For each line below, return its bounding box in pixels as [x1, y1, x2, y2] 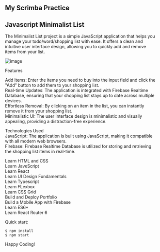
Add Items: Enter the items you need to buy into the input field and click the [5, 77, 156, 83]
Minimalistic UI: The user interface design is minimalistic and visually [5, 113, 142, 119]
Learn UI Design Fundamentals [5, 174, 67, 180]
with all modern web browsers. [5, 138, 67, 144]
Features [5, 68, 23, 73]
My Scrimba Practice [5, 4, 70, 12]
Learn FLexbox [5, 184, 35, 190]
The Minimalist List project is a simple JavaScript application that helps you [5, 34, 155, 39]
